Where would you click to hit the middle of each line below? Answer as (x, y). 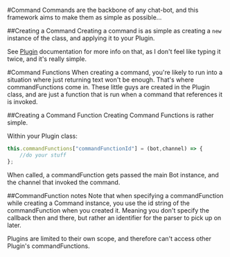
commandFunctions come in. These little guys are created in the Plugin (108, 87)
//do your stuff (43, 155)
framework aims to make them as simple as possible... (85, 17)
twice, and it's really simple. (47, 59)
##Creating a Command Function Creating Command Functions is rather (110, 115)
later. (15, 225)
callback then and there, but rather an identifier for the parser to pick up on (114, 218)
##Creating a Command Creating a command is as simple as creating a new (114, 31)
